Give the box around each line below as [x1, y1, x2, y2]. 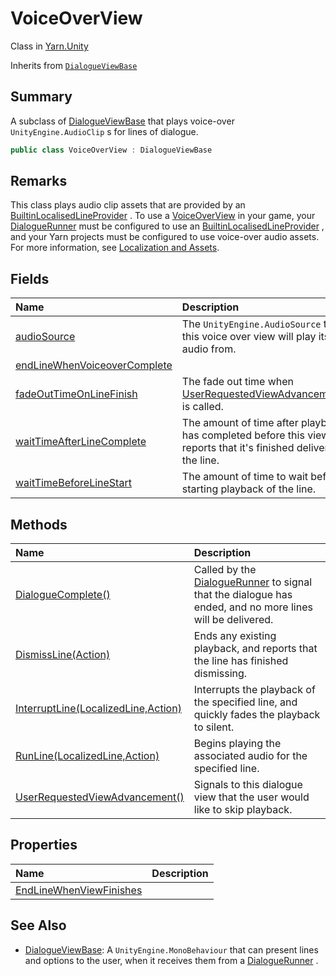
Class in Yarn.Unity [10, 40, 89, 52]
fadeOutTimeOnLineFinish [15, 387, 138, 401]
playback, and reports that [193, 642, 318, 656]
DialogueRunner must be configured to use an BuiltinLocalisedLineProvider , [10, 220, 325, 232]
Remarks [10, 173, 68, 190]
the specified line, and [193, 695, 298, 709]
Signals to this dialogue [193, 778, 303, 792]
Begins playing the [193, 737, 282, 751]
